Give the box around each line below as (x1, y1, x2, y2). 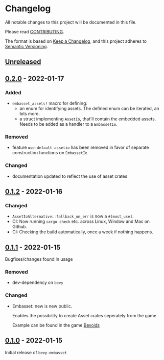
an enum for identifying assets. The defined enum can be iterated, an (19, 106, 160, 111)
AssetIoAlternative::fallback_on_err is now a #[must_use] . (12, 213, 134, 219)
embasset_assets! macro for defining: (12, 100, 88, 106)
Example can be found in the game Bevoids (12, 322, 100, 328)
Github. (12, 224, 27, 230)
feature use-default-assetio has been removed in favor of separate (12, 144, 149, 150)
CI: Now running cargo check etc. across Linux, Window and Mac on (12, 219, 150, 224)
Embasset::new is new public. (12, 303, 72, 309)
